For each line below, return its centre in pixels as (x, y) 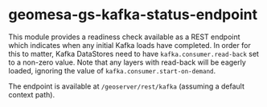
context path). (31, 94)
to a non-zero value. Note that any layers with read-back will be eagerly (127, 62)
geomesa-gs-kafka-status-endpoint (133, 15)
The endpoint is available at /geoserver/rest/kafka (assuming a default (127, 86)
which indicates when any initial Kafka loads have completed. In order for (129, 45)
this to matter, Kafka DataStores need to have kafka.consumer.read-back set (134, 53)
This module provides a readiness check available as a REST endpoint (124, 37)
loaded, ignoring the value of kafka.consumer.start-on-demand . (112, 70)
